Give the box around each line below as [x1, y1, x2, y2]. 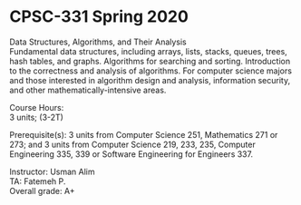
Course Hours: [9, 102, 64, 112]
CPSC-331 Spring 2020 [9, 6, 189, 27]
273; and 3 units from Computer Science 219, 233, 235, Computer [9, 139, 256, 150]
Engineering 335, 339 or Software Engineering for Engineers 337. [9, 148, 254, 160]
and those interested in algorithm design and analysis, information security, [9, 74, 291, 85]
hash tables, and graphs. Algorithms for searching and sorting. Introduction [9, 55, 291, 66]
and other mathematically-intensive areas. [9, 84, 167, 95]
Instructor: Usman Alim [9, 166, 95, 177]
